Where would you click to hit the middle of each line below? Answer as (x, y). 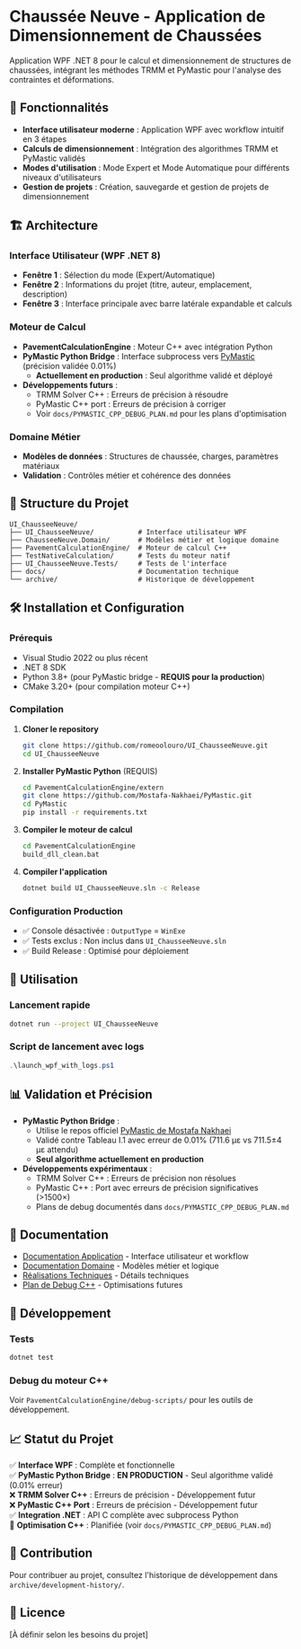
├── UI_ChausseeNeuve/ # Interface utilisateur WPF (128, 532)
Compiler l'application (65, 871)
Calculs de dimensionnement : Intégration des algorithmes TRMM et (150, 148)
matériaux (41, 466)
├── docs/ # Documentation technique (124, 571)
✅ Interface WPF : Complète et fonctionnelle (92, 1465)
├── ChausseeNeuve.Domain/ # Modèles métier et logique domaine (144, 540)
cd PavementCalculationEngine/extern (93, 788)
